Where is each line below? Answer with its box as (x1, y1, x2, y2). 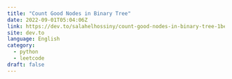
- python (13, 49, 39, 56)
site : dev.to (7, 29, 45, 36)
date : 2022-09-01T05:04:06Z (7, 16, 88, 23)
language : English (7, 36, 60, 43)
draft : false (7, 61, 45, 68)
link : (7, 23, 23, 30)
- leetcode (13, 55, 45, 62)
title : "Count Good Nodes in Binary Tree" (7, 10, 131, 17)
